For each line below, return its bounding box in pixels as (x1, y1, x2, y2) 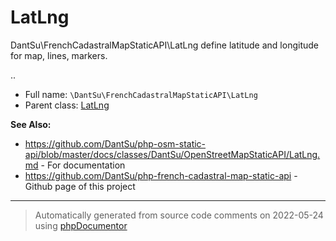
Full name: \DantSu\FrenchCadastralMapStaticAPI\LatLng (24, 88, 258, 100)
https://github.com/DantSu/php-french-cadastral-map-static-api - (24, 169, 298, 181)
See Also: (10, 118, 52, 130)
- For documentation (40, 159, 126, 171)
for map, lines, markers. (10, 49, 108, 61)
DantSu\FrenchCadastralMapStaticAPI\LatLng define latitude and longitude (10, 39, 319, 51)
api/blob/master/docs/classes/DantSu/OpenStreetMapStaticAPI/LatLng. (24, 148, 321, 160)
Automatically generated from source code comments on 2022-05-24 (34, 209, 324, 221)
